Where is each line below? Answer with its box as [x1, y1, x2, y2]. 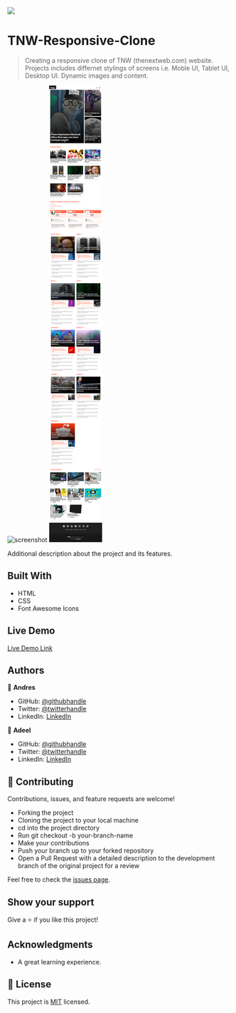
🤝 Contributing [7, 775, 74, 788]
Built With [7, 570, 52, 582]
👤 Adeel [7, 726, 31, 735]
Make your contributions [17, 839, 90, 847]
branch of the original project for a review [17, 862, 140, 870]
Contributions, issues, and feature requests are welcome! [7, 795, 176, 803]
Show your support [7, 896, 95, 908]
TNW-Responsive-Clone [7, 33, 156, 49]
